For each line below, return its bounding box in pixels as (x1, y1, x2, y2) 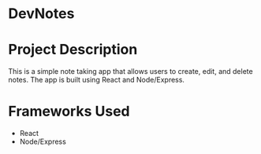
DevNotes (8, 5, 75, 23)
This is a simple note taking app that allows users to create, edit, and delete (8, 67, 254, 76)
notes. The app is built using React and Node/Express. (8, 75, 185, 85)
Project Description (8, 41, 138, 59)
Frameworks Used (8, 103, 130, 120)
